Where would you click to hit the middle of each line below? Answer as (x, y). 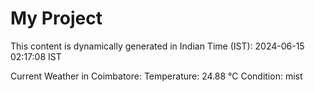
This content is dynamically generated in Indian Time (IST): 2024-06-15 (157, 46)
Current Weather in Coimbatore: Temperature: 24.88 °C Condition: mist (156, 76)
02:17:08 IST (36, 56)
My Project (56, 18)
